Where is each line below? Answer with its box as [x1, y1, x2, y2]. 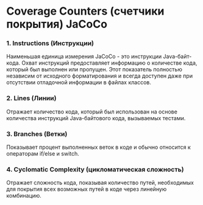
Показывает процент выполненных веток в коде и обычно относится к [6, 143, 191, 151]
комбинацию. [6, 192, 41, 200]
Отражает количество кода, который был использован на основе [6, 108, 178, 115]
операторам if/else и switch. [6, 150, 79, 157]
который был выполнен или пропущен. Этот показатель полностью [6, 66, 183, 73]
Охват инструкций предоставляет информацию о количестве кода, [21, 59, 198, 67]
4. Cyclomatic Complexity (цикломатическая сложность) [6, 165, 184, 173]
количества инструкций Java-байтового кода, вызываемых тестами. [6, 114, 186, 121]
